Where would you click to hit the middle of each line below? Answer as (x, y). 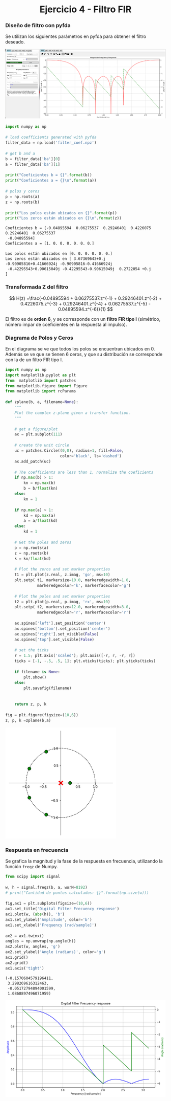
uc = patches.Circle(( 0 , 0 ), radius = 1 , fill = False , (69, 451)
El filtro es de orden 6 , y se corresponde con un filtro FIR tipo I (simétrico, (83, 319)
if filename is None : (37, 672)
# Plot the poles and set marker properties (62, 596)
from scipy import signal (33, 876)
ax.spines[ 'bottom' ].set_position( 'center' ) (62, 629)
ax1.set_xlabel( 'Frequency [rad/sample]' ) (51, 925)
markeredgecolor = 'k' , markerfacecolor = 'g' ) (84, 585)
